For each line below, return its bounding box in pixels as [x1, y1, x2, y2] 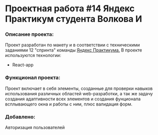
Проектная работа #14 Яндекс [5, 3, 135, 14]
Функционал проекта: [5, 74, 61, 81]
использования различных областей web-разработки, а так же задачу [5, 90, 153, 96]
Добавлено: [5, 113, 36, 120]
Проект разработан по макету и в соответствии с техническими [5, 42, 140, 48]
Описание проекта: [5, 31, 54, 38]
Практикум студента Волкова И [5, 13, 142, 25]
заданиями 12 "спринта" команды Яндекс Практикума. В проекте [5, 47, 142, 53]
